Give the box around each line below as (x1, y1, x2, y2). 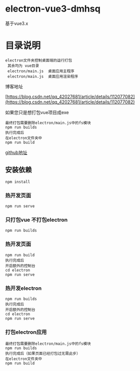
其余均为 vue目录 (7, 63, 39, 68)
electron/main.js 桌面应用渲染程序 (7, 74, 79, 79)
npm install (5, 179, 30, 184)
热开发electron (5, 285, 42, 292)
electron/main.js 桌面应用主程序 (7, 69, 75, 74)
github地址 (5, 149, 28, 155)
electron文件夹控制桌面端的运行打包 (5, 58, 72, 63)
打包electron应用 (5, 329, 47, 336)
